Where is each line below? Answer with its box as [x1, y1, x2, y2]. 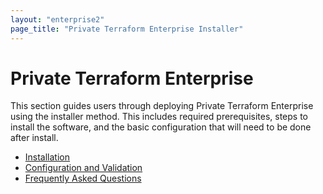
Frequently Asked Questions [24, 172, 142, 185]
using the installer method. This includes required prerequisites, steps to [10, 111, 309, 123]
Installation [24, 151, 71, 163]
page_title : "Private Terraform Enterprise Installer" [10, 24, 244, 34]
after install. [10, 132, 59, 144]
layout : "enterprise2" [10, 14, 105, 25]
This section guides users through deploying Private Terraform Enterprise [10, 100, 314, 112]
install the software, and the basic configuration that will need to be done [10, 121, 312, 133]
